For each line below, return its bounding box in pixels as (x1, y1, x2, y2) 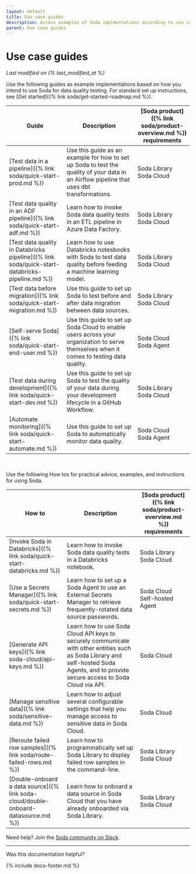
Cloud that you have (66, 797, 123, 805)
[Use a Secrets (9, 583, 50, 591)
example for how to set (66, 153, 129, 161)
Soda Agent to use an (66, 583, 126, 591)
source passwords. (66, 613, 120, 621)
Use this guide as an (66, 146, 123, 154)
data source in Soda (66, 790, 122, 798)
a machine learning (66, 267, 119, 276)
